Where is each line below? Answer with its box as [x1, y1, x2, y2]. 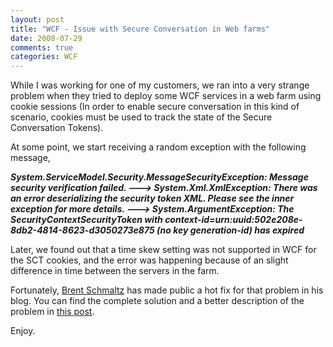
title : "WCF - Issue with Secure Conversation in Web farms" [10, 24, 271, 34]
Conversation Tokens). [10, 122, 104, 134]
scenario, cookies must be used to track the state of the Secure [10, 111, 273, 123]
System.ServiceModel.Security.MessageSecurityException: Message [10, 171, 309, 183]
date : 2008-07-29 [10, 33, 83, 43]
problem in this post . [10, 306, 95, 318]
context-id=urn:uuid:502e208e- [164, 214, 303, 226]
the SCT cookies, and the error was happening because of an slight [10, 254, 289, 266]
